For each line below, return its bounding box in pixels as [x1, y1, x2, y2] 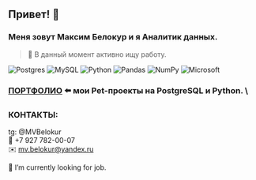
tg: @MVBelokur [8, 127, 62, 137]
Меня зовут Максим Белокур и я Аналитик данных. [8, 32, 218, 43]
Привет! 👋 [8, 8, 60, 21]
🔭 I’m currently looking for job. [8, 163, 107, 172]
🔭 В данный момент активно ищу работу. [27, 49, 168, 59]
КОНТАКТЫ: [8, 109, 58, 120]
